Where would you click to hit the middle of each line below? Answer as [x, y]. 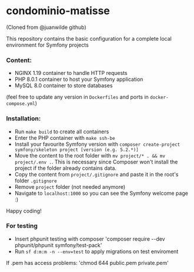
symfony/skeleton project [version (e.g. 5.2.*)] [77, 150]
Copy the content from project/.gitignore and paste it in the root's [96, 174]
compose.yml [21, 104]
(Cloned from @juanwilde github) [46, 27]
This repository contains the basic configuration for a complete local [89, 38]
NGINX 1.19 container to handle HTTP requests [71, 73]
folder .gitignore [36, 181]
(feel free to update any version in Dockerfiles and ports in [77, 97]
